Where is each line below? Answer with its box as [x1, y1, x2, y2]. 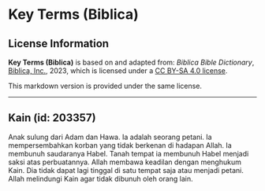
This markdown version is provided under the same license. [8, 81, 203, 90]
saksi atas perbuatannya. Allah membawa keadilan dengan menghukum [8, 157, 242, 167]
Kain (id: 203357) [8, 112, 96, 125]
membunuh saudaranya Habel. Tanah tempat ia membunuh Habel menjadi [8, 149, 249, 158]
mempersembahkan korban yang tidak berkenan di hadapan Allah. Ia [8, 140, 233, 150]
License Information [8, 37, 109, 50]
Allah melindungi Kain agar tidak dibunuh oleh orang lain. [8, 174, 193, 183]
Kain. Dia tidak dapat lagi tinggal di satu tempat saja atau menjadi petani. [8, 165, 244, 174]
